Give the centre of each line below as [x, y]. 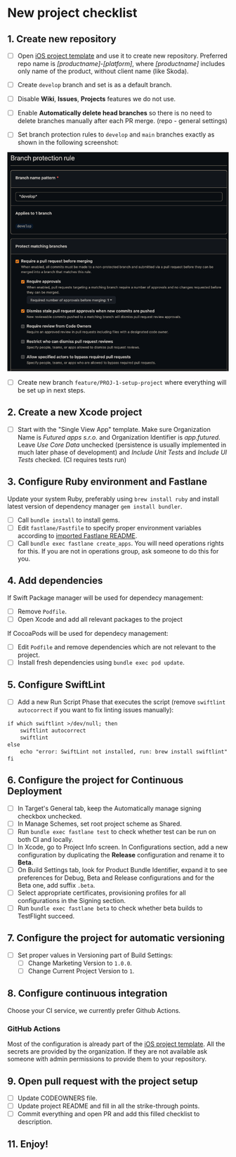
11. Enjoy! [28, 1144]
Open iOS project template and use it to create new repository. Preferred [123, 56]
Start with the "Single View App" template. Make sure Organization [114, 429]
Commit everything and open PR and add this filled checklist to [109, 1114]
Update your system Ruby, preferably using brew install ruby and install [113, 499]
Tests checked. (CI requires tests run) [72, 459]
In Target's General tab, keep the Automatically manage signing [109, 808]
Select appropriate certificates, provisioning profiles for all [101, 893]
